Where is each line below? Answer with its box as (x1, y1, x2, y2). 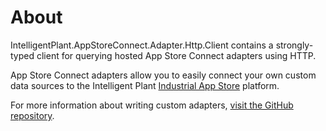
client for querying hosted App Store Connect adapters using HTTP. (36, 49, 317, 61)
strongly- (275, 39, 314, 51)
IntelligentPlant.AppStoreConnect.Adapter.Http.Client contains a (10, 39, 274, 51)
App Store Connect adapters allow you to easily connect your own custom (10, 69, 317, 81)
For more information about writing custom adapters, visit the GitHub (10, 99, 294, 111)
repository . (10, 109, 55, 121)
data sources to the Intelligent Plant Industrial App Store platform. (10, 79, 280, 91)
